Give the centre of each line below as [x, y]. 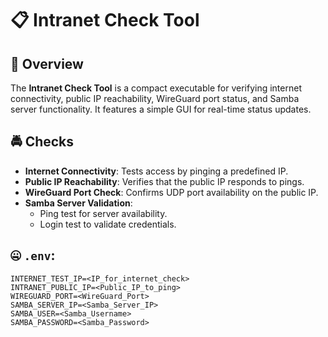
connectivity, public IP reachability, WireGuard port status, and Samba [155, 98]
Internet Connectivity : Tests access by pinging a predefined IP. [156, 171]
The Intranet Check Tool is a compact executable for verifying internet [156, 88]
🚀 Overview [47, 63]
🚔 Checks [42, 142]
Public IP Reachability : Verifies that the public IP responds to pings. [164, 181]
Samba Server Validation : [78, 203]
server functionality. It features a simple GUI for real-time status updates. [161, 109]
